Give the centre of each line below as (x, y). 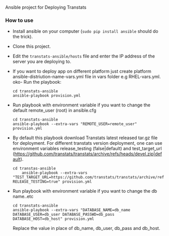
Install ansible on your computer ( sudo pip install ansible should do (85, 31)
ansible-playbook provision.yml (46, 96)
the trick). (22, 37)
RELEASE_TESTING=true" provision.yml (52, 182)
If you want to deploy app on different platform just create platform (82, 71)
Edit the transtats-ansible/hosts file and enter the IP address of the (84, 56)
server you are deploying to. (42, 62)
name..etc (23, 197)
